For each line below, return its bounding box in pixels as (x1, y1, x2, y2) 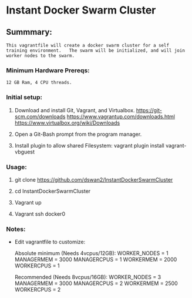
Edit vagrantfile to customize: (14, 239, 86, 246)
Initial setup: (6, 93, 43, 102)
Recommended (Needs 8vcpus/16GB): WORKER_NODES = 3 (14, 274, 161, 281)
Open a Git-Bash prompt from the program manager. (14, 130, 142, 138)
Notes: (6, 225, 26, 233)
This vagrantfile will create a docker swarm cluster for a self (6, 42, 169, 48)
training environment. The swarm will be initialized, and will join (6, 48, 185, 53)
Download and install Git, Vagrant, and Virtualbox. (14, 106, 135, 113)
